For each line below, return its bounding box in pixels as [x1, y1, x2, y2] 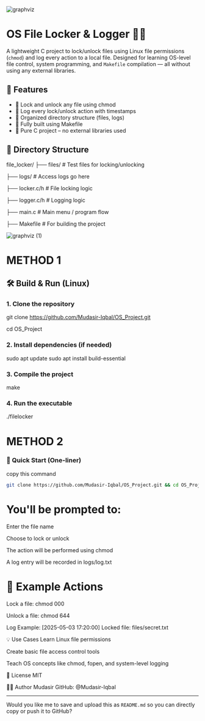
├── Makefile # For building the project [6, 220, 106, 227]
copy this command [6, 470, 56, 477]
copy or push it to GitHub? [6, 707, 73, 715]
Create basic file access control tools [6, 648, 100, 655]
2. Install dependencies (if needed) [6, 341, 112, 349]
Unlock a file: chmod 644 [6, 612, 70, 619]
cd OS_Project [6, 325, 43, 333]
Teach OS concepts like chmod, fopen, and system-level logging [6, 659, 169, 667]
